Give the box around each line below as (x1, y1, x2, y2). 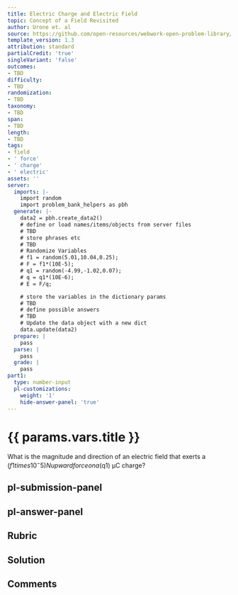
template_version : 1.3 (7, 37, 74, 44)
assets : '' (7, 175, 40, 182)
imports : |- (13, 188, 50, 195)
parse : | (13, 346, 40, 353)
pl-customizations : (13, 385, 72, 392)
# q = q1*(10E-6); (20, 273, 74, 280)
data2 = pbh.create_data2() (20, 215, 103, 222)
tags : (7, 142, 23, 149)
